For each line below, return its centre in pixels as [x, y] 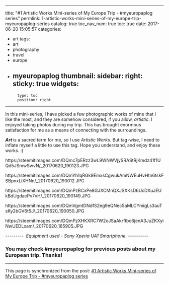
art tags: [21, 39]
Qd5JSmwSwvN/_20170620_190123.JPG [47, 165]
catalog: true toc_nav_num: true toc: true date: [99, 24]
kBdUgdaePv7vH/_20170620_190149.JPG [48, 196]
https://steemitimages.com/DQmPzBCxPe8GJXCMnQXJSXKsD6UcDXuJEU [83, 190]
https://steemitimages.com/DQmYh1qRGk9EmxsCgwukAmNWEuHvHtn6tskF [84, 175]
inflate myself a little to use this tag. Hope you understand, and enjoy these [83, 145]
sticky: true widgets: [46, 84]
